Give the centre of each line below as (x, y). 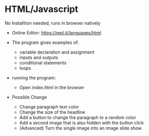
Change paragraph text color (49, 106)
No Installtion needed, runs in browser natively (53, 23)
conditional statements (43, 62)
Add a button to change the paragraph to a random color (78, 117)
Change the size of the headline (52, 112)
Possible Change (29, 97)
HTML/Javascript (41, 9)
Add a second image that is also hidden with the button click (81, 122)
